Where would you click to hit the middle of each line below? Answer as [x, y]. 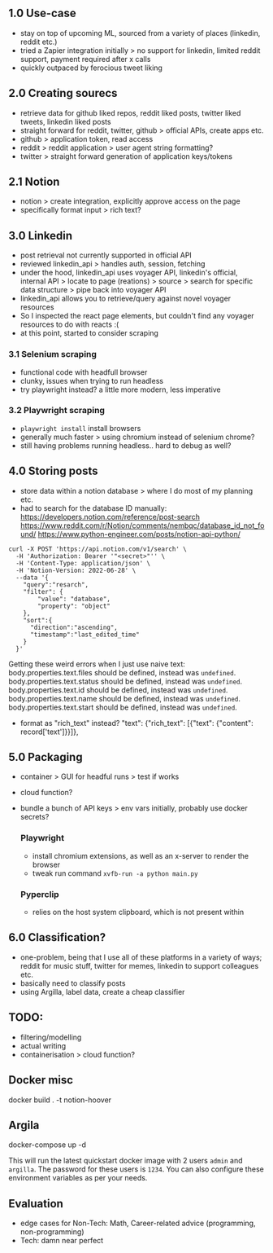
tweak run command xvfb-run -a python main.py [115, 873]
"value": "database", [74, 599]
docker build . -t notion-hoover [60, 1100]
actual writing [43, 1045]
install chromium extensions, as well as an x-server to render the [141, 855]
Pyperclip [39, 894]
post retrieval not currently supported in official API [106, 255]
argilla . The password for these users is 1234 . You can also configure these [136, 1169]
